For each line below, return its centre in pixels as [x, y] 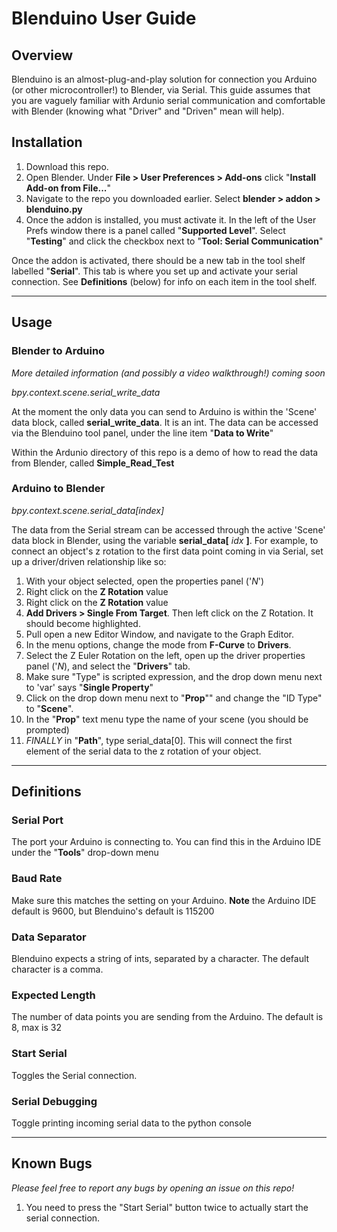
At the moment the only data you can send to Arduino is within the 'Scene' [164, 411]
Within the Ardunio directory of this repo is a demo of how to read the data [165, 452]
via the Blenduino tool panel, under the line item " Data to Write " [142, 433]
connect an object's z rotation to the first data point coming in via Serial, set [167, 551]
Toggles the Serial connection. [74, 1075]
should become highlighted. [83, 623]
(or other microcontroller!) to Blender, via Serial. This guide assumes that [161, 90]
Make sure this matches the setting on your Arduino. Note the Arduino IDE [164, 900]
